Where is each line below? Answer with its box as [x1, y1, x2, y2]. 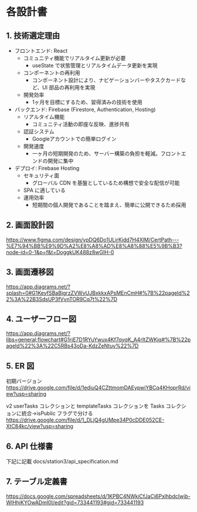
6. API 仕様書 [6, 441, 53, 451]
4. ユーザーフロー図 [6, 314, 77, 324]
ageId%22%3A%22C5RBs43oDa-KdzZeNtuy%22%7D [6, 342, 139, 349]
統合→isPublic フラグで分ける [21, 410, 93, 417]
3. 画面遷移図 [6, 267, 54, 277]
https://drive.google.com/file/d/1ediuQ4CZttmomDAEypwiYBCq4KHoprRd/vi [6, 384, 191, 391]
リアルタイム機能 [23, 113, 65, 120]
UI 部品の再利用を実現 [42, 84, 96, 91]
